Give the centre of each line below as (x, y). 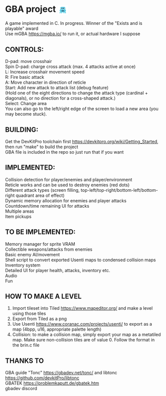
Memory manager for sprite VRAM (40, 244)
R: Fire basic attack (25, 77)
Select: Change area (26, 104)
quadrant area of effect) (40, 195)
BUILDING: (22, 130)
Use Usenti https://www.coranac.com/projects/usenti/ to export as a (82, 324)
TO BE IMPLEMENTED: (40, 232)
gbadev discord (21, 389)
